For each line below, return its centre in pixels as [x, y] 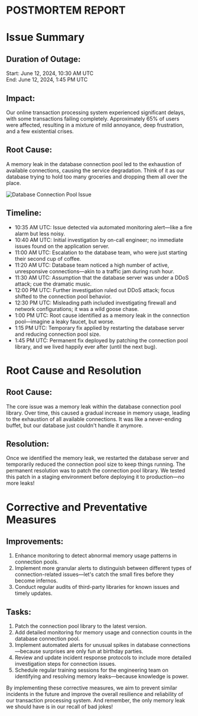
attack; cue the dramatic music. [53, 284]
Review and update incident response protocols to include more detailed [103, 657]
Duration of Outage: [43, 59]
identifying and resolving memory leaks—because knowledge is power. [102, 676]
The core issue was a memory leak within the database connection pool [94, 406]
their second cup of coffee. [48, 258]
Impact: [21, 98]
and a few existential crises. [40, 131]
